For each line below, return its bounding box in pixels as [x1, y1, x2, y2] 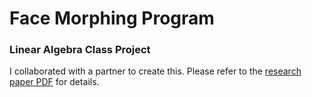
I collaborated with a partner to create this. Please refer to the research [9, 65, 302, 77]
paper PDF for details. [9, 76, 100, 88]
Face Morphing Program [9, 7, 215, 30]
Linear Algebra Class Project [9, 43, 151, 57]
